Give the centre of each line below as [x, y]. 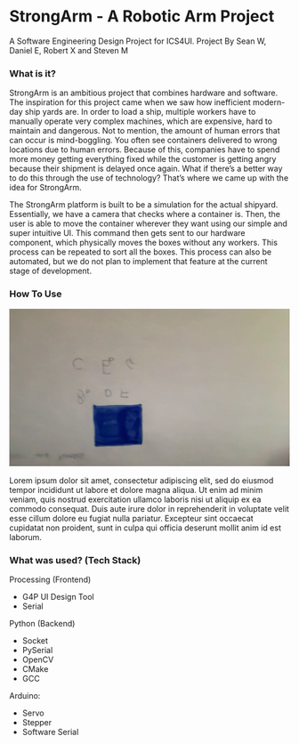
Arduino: [25, 696]
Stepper [36, 723]
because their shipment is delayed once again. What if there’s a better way [146, 169]
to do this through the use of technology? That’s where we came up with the [149, 178]
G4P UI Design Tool [58, 597]
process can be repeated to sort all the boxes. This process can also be [141, 252]
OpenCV [38, 659]
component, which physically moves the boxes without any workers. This [144, 243]
